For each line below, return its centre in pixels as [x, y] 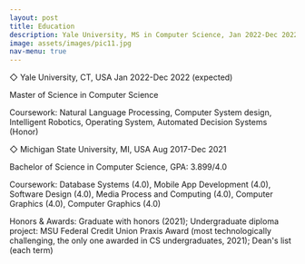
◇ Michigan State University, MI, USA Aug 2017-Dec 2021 [118, 150]
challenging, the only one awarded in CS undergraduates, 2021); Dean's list [151, 240]
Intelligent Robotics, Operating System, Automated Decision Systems [138, 122]
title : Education [42, 26]
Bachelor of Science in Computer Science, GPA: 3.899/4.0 [118, 167]
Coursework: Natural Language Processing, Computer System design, [141, 112]
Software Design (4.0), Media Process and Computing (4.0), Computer [142, 194]
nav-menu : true [38, 52]
